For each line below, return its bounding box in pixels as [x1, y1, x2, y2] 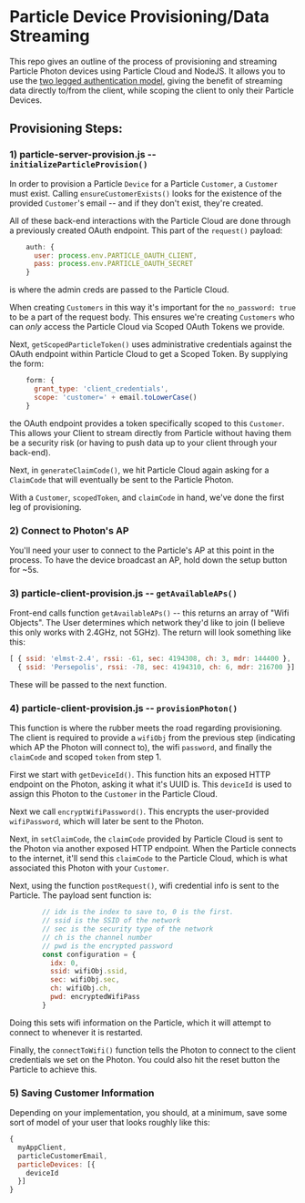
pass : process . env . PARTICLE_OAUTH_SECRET [33, 260, 194, 269]
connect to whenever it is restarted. [9, 1026, 143, 1037]
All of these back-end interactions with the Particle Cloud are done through [9, 215, 291, 226]
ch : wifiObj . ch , [49, 984, 112, 994]
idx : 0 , [49, 958, 79, 967]
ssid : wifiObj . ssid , [49, 967, 128, 976]
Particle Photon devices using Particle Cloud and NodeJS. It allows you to [9, 66, 286, 76]
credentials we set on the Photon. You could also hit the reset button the [9, 1054, 280, 1065]
